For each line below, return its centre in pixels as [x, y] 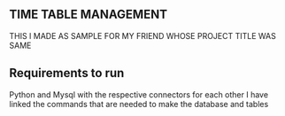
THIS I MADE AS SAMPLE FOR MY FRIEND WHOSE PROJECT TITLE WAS [142, 35]
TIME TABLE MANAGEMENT [89, 15]
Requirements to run [67, 73]
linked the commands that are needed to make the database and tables [139, 104]
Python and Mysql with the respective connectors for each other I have [139, 94]
